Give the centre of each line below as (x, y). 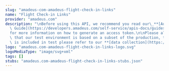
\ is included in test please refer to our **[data (65, 42)
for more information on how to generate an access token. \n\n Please (84, 33)
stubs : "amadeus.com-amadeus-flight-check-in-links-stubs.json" (74, 61)
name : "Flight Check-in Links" (38, 14)
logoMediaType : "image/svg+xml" (39, 51)
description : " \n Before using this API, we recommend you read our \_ (80, 24)
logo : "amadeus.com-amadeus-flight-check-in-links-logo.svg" (71, 47)
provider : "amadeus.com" (31, 19)
